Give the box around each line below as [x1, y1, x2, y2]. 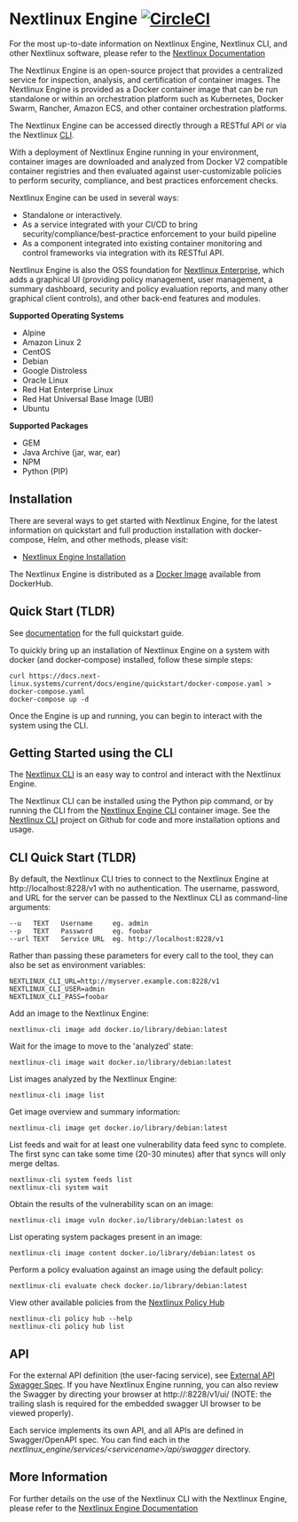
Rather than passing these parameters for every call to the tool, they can [9, 950, 274, 961]
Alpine [21, 327, 46, 338]
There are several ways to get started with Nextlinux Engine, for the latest [9, 515, 278, 526]
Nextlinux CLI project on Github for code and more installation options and [9, 815, 281, 825]
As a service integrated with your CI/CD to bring [21, 219, 198, 230]
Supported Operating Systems [9, 310, 124, 320]
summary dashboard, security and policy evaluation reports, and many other [9, 283, 289, 294]
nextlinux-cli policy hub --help [9, 1315, 133, 1324]
